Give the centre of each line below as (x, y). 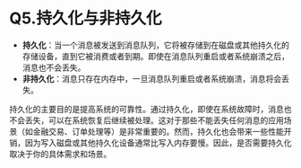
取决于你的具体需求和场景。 (60, 154)
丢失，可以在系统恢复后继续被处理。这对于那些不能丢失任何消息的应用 (154, 120)
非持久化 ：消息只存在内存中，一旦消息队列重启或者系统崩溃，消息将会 (152, 78)
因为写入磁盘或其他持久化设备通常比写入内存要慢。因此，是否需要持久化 (158, 142)
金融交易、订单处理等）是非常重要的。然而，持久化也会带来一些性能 (158, 131)
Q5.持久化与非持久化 (86, 18)
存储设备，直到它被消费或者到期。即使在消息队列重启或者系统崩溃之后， (155, 56)
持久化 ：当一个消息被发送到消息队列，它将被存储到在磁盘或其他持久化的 (155, 45)
